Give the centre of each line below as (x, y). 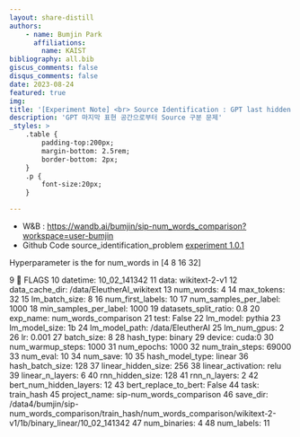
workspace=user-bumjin (68, 236)
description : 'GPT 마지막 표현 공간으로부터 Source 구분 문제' (116, 118)
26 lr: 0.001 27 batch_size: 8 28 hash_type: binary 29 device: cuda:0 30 (141, 337)
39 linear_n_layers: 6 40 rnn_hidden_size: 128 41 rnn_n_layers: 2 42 (134, 375)
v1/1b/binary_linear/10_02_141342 (70, 423)
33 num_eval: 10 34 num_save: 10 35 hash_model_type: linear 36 (129, 356)
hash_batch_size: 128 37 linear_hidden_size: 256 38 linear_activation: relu (146, 366)
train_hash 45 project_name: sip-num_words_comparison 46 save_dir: (139, 394)
